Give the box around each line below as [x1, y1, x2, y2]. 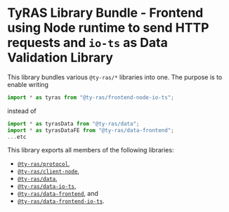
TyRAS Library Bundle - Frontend [7, 5, 204, 21]
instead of [7, 107, 37, 115]
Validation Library [7, 50, 114, 66]
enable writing [7, 80, 49, 88]
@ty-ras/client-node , [17, 167, 79, 175]
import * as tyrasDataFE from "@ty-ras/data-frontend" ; [7, 126, 174, 134]
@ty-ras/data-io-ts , [17, 182, 77, 190]
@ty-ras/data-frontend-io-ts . [17, 197, 105, 205]
